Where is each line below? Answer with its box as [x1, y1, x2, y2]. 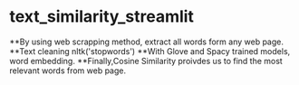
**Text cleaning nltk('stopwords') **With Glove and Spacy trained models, [9, 45, 291, 56]
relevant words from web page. [9, 65, 127, 76]
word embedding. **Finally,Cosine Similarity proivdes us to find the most [9, 55, 283, 66]
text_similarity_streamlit [9, 6, 195, 27]
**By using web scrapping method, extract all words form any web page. [9, 36, 284, 47]
